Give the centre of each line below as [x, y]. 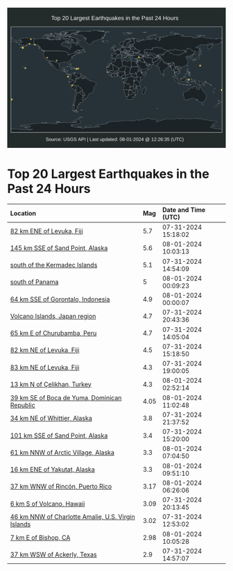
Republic [23, 405]
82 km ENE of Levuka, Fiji [46, 231]
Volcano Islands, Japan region [53, 316]
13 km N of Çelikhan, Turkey [51, 384]
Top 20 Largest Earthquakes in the [108, 174]
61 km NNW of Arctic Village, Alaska [62, 452]
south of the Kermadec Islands [54, 265]
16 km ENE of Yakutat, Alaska [52, 470]
